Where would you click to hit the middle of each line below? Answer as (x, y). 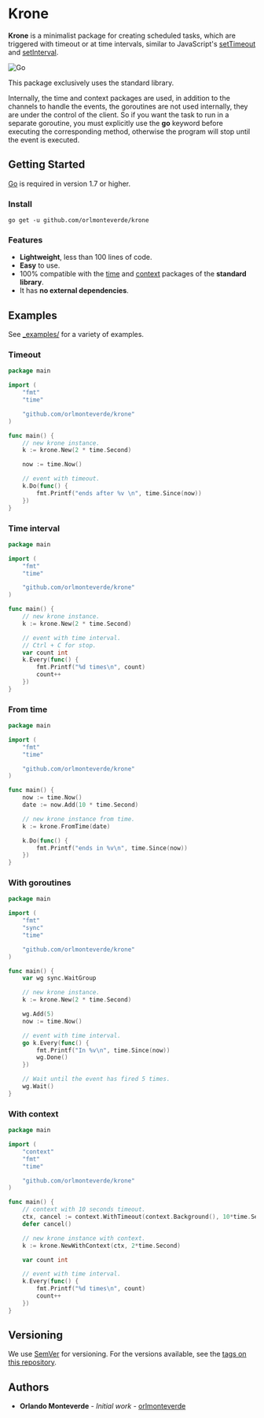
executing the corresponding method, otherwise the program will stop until (129, 131)
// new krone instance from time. (79, 819)
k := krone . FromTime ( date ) (66, 826)
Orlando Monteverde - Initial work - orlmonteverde (103, 1406)
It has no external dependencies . (74, 291)
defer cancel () (47, 1224)
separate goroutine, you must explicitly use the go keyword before (116, 123)
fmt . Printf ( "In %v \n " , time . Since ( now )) (103, 1050)
